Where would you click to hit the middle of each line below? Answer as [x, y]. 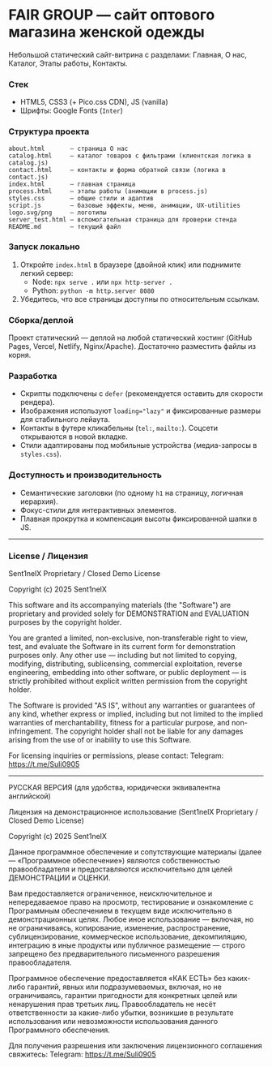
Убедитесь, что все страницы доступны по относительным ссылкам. [140, 299]
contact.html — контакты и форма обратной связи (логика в [117, 170]
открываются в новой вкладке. [74, 437]
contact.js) [28, 177]
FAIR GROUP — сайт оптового [112, 15]
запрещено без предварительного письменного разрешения [114, 954]
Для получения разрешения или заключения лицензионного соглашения [135, 1046]
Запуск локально [45, 247]
